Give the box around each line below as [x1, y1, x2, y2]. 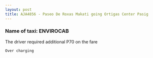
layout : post [5, 7, 32, 12]
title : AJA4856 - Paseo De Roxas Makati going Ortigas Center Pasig [5, 12, 149, 17]
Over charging [5, 48, 34, 53]
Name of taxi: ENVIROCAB [5, 28, 69, 35]
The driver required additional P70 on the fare [5, 39, 98, 44]
